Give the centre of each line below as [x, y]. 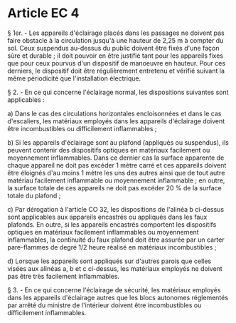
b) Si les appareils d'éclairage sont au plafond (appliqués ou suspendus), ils [118, 142]
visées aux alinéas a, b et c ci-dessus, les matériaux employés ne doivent [115, 268]
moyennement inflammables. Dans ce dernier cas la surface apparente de [116, 158]
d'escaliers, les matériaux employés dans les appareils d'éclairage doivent [116, 121]
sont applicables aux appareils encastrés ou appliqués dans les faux [107, 217]
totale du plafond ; [34, 195]
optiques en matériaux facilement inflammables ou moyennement [103, 232]
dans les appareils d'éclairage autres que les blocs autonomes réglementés [118, 297]
